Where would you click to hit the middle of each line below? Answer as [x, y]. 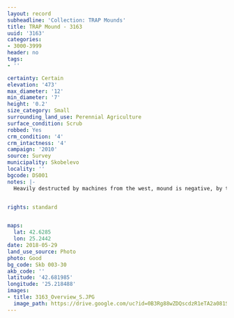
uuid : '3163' [26, 33]
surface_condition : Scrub [45, 123]
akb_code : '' [26, 271]
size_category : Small [39, 111]
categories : [24, 40]
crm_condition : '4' [36, 137]
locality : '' [26, 169]
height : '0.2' [28, 104]
